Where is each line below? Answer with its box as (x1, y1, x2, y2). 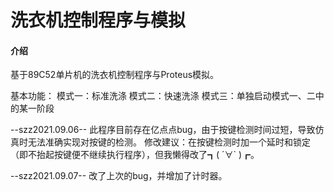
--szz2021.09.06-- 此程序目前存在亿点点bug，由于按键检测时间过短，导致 (10, 124, 316, 136)
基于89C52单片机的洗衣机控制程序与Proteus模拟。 (10, 69, 220, 81)
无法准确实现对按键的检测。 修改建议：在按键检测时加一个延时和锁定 (27, 136, 311, 148)
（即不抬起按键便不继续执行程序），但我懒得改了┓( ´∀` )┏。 (10, 149, 260, 161)
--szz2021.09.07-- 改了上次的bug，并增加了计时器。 (10, 170, 228, 182)
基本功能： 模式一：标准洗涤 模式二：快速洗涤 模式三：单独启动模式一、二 (10, 90, 316, 102)
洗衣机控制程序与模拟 (10, 9, 187, 32)
